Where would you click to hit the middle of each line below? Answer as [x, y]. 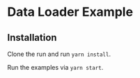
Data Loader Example [70, 12]
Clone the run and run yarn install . [59, 54]
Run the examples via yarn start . [55, 67]
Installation [32, 38]
